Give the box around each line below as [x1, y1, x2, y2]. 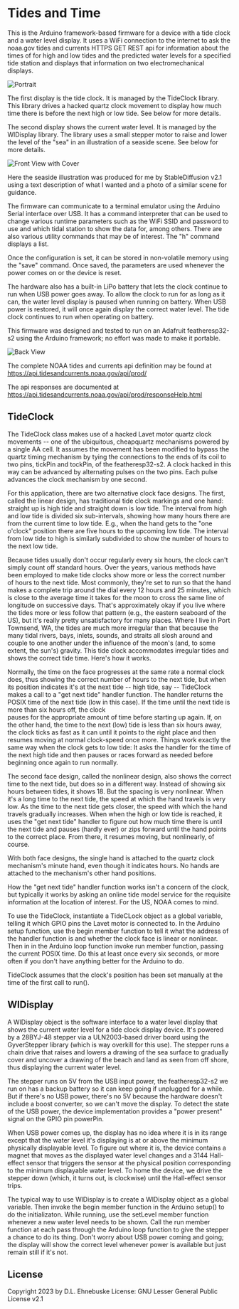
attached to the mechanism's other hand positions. [7, 869, 156, 877]
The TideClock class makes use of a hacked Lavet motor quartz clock [7, 429, 212, 438]
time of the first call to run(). [7, 978, 90, 986]
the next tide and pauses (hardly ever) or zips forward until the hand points [7, 825, 227, 833]
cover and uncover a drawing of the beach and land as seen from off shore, [7, 1055, 229, 1064]
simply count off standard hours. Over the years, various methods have [7, 563, 216, 572]
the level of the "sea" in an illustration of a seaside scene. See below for [7, 137, 218, 146]
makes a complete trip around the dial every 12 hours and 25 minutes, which [7, 585, 231, 594]
